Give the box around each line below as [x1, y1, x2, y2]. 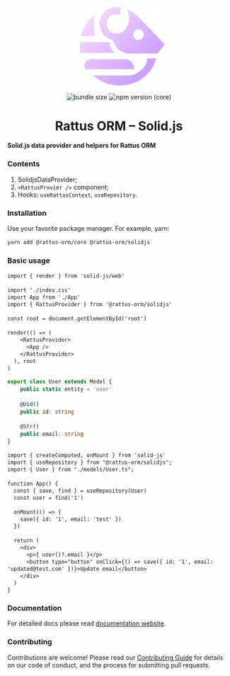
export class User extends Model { [7, 378, 113, 386]
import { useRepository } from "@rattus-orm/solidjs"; [7, 459, 173, 466]
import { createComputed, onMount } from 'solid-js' [7, 452, 166, 459]
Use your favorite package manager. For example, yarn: [7, 224, 170, 232]
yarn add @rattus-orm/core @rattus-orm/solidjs [7, 239, 151, 246]
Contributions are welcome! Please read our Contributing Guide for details [7, 653, 224, 662]
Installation [7, 208, 47, 218]
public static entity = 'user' [20, 386, 113, 393]
